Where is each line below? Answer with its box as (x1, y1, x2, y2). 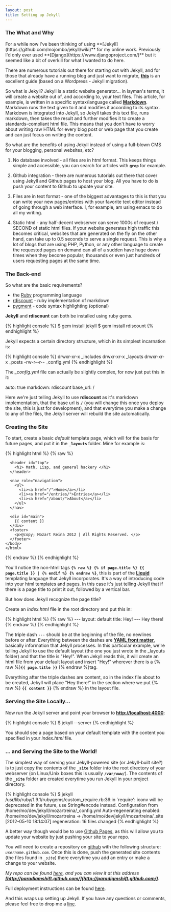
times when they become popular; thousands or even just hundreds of (12, 252, 161, 258)
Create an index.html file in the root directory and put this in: (5, 606, 132, 612)
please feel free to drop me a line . (5, 901, 77, 907)
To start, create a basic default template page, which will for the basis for (5, 435, 159, 441)
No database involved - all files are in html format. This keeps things (12, 157, 156, 163)
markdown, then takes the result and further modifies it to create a (5, 115, 145, 121)
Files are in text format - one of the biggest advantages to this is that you (12, 193, 166, 199)
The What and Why (5, 29, 54, 36)
